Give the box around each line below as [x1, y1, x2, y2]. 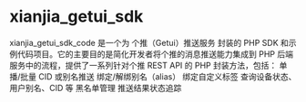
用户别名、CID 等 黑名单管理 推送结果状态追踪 [9, 82, 182, 93]
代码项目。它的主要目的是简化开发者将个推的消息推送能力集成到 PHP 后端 [16, 48, 294, 60]
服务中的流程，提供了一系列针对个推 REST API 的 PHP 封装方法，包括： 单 [9, 60, 288, 70]
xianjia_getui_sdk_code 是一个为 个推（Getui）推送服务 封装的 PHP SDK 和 [9, 37, 289, 48]
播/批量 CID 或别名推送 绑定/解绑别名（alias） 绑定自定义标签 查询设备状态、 [9, 70, 297, 82]
